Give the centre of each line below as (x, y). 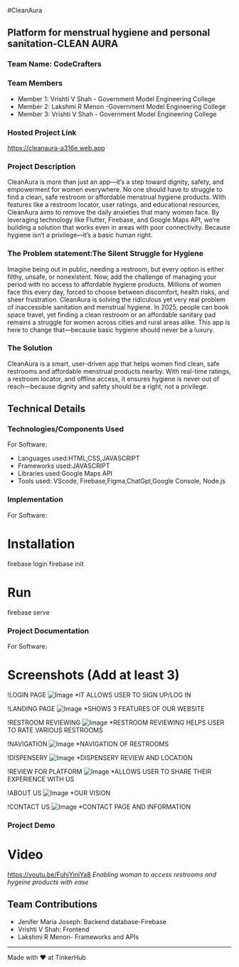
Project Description (42, 166)
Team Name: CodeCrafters (54, 64)
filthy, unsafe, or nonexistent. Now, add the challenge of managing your (112, 277)
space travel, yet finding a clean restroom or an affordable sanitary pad (112, 314)
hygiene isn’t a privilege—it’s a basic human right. (80, 235)
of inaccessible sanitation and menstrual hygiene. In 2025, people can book (118, 307)
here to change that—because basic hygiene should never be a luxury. (111, 329)
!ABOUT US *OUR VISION (59, 793)
